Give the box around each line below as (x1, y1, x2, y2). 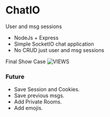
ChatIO (5, 4, 40, 17)
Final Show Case (5, 58, 46, 65)
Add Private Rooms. (13, 98, 62, 105)
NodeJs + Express (13, 34, 59, 41)
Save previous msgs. (13, 92, 65, 99)
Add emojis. (13, 105, 43, 112)
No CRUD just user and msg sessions (13, 46, 105, 53)
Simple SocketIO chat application (13, 40, 94, 47)
